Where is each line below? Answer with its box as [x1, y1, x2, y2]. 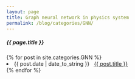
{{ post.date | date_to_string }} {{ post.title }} [14, 60, 128, 68]
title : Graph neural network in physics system [6, 14, 130, 21]
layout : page [6, 8, 40, 15]
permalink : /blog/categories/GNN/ [6, 20, 94, 26]
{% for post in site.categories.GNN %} [6, 54, 102, 61]
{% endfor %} [6, 67, 41, 74]
